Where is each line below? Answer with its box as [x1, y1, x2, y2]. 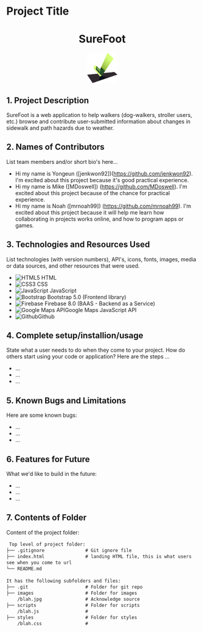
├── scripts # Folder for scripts [6, 602, 140, 608]
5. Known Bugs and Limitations [6, 395, 127, 406]
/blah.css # [17, 620, 88, 627]
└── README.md [6, 566, 43, 572]
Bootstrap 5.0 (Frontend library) [47, 293, 127, 300]
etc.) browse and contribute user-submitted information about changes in [6, 118, 190, 125]
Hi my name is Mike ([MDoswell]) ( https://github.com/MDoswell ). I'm [15, 183, 187, 190]
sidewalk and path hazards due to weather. [6, 124, 114, 132]
